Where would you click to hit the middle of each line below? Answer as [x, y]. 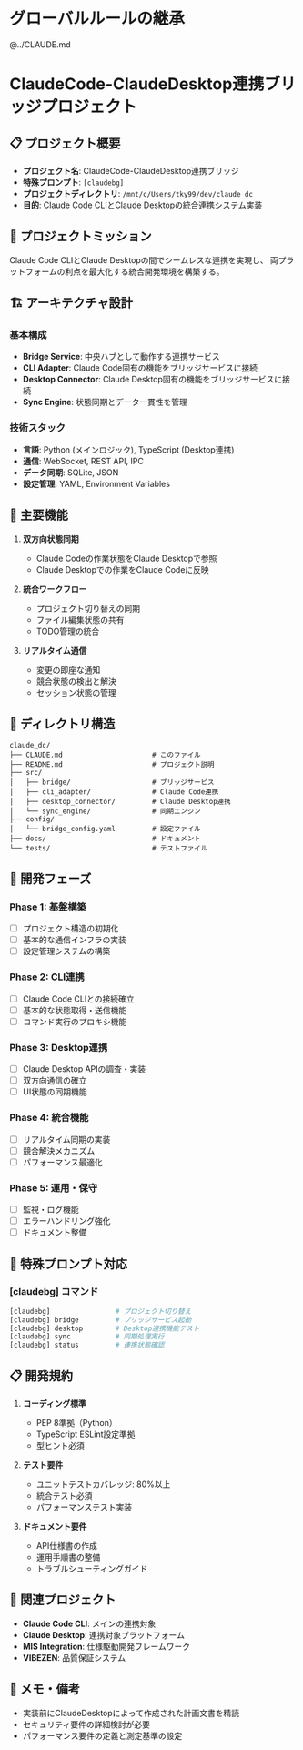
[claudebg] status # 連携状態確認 [87, 1345]
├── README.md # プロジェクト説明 [112, 765]
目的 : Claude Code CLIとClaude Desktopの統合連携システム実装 [142, 205]
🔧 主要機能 [39, 515]
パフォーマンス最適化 [62, 1162]
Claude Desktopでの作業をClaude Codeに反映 [122, 569]
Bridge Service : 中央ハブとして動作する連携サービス [121, 357]
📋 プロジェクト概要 [65, 143]
